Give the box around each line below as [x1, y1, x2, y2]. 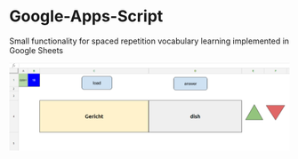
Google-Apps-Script [9, 6, 164, 27]
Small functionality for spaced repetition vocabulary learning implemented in [9, 36, 290, 46]
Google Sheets [9, 44, 64, 55]
